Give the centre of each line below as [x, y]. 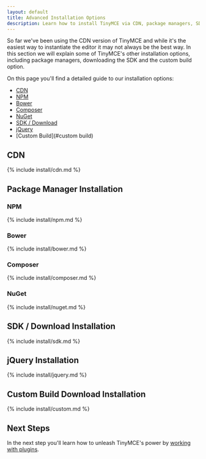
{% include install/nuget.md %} [46, 307]
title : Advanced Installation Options [56, 18]
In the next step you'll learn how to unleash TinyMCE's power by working [99, 443]
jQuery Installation [43, 360]
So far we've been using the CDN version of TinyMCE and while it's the [97, 41]
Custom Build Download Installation [76, 394]
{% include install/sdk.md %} [44, 341]
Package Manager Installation [65, 189]
